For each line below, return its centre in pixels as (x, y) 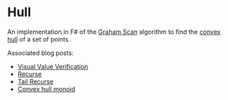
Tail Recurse (36, 81)
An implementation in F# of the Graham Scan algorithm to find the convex (114, 32)
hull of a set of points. (39, 39)
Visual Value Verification (53, 66)
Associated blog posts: (40, 53)
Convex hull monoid (46, 89)
